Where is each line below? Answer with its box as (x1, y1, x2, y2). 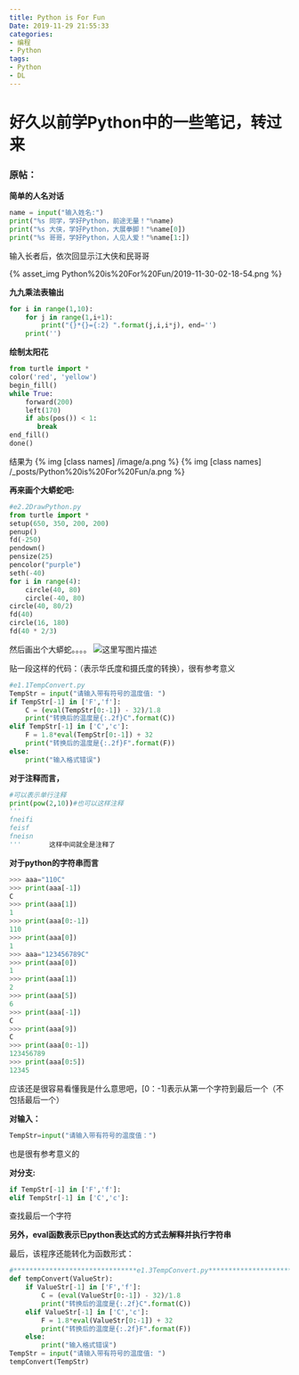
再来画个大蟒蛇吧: (9, 484, 75, 495)
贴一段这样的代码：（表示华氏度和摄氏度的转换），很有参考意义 (9, 663, 236, 673)
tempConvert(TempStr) (9, 1357, 90, 1367)
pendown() (9, 544, 46, 553)
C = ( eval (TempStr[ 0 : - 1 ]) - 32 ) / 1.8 (25, 705, 162, 714)
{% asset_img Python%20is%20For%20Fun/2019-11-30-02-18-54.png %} (9, 268, 282, 279)
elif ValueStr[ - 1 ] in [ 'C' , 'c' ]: (25, 1307, 149, 1316)
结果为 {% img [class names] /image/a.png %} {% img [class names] (9, 456, 262, 466)
